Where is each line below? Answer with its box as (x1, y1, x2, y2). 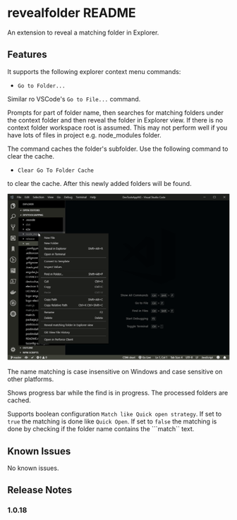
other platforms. (7, 375, 54, 383)
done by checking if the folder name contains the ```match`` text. (7, 425, 195, 433)
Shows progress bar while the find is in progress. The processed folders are (7, 389, 229, 397)
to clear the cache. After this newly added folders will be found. (7, 179, 192, 187)
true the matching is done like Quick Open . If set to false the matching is (7, 417, 217, 426)
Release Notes (7, 484, 73, 496)
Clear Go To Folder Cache (17, 167, 94, 174)
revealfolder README (7, 5, 136, 21)
